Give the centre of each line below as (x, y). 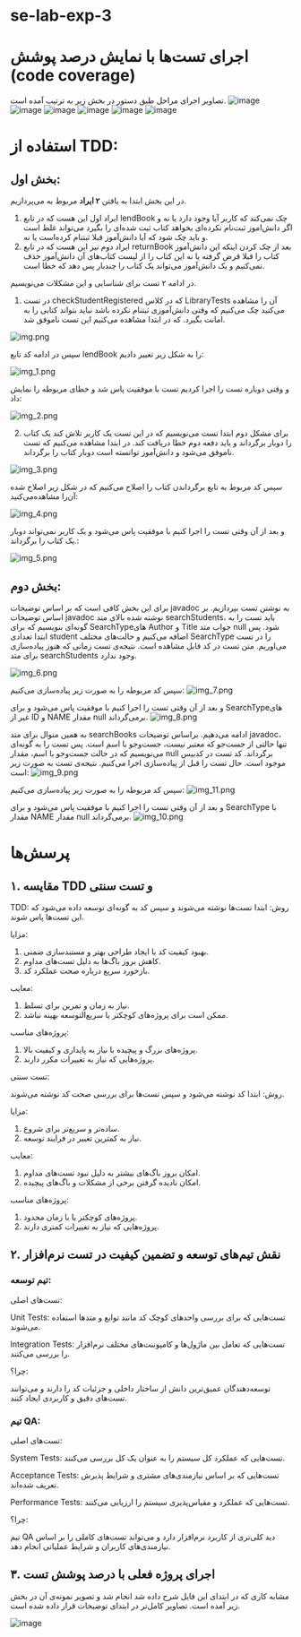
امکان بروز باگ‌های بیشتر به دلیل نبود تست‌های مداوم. (112, 1172)
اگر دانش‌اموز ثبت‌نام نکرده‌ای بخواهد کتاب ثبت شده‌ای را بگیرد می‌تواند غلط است (158, 228)
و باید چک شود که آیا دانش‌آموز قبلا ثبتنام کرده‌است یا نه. (116, 237)
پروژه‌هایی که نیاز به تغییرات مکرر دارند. (89, 1059)
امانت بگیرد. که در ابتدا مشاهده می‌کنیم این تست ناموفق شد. (124, 320)
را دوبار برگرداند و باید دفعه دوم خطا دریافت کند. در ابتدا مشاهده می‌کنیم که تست (157, 443)
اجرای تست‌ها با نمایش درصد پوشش (129, 57)
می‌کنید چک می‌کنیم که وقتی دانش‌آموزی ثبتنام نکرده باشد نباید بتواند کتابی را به (154, 310)
